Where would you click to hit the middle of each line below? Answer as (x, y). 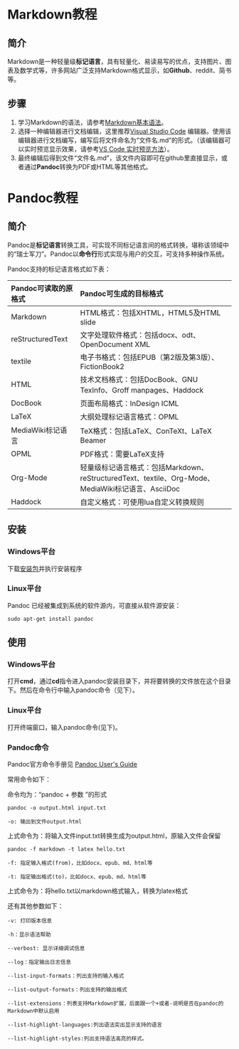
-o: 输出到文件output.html (44, 822)
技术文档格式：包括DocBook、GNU (139, 379)
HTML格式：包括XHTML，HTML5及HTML (150, 312)
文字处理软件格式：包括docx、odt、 (140, 335)
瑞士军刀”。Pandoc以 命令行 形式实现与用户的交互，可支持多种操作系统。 (123, 254)
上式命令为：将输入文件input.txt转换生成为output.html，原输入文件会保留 (114, 836)
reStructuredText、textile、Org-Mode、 (147, 478)
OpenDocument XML (115, 344)
